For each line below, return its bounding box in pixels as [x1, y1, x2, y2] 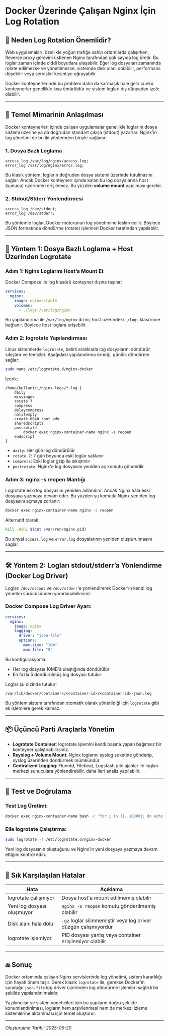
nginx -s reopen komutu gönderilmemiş [61, 903, 156, 910]
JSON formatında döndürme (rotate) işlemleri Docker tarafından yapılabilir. [5, 225, 159, 232]
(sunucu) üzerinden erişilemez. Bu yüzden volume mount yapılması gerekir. [5, 183, 162, 189]
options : [18, 638, 37, 643]
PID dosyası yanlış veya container [61, 932, 141, 939]
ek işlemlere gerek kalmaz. [5, 705, 61, 711]
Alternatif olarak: [5, 517, 40, 523]
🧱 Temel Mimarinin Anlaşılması [5, 110, 104, 119]
